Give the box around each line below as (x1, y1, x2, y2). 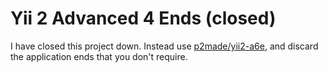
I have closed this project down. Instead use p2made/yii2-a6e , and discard (10, 40, 319, 52)
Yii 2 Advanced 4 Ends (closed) (10, 7, 277, 30)
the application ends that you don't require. (10, 50, 188, 62)
